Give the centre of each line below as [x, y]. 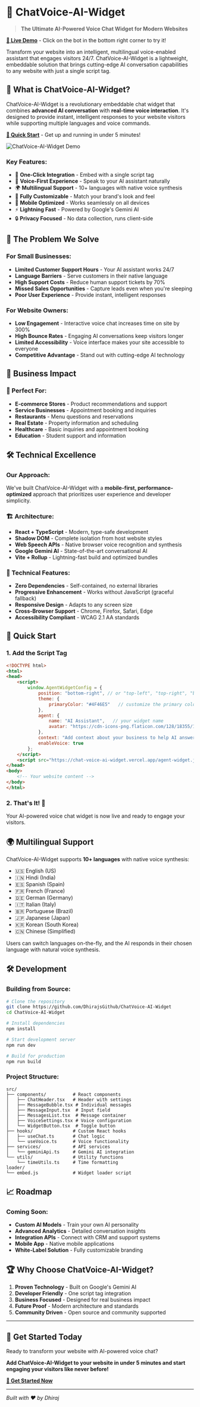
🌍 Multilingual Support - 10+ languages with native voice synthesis [99, 188]
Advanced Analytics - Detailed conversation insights [80, 1231]
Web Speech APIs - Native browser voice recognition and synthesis [98, 544]
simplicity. [18, 500]
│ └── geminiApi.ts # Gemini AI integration [70, 1152]
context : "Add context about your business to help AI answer [117, 738]
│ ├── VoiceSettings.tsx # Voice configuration [69, 1120]
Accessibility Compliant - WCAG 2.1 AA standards [77, 617]
